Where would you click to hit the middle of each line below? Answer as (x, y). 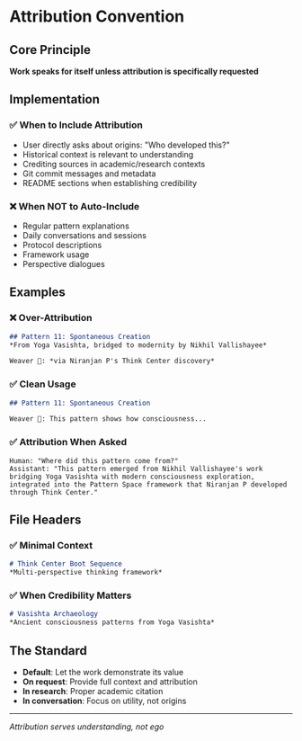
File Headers (45, 520)
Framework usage (56, 254)
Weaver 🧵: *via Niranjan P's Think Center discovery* (112, 362)
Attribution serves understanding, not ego (87, 727)
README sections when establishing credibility (110, 183)
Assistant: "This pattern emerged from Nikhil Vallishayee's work (136, 469)
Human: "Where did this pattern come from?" (94, 460)
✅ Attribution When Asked (68, 442)
